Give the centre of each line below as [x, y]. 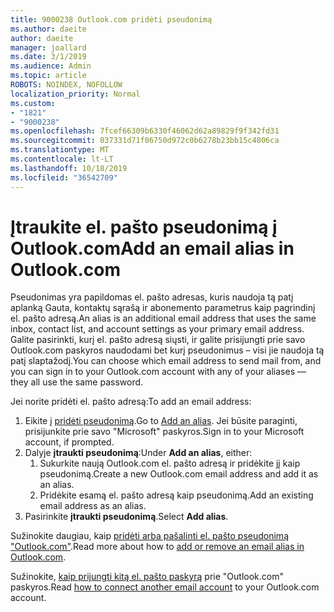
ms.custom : [33, 103]
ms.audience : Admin [51, 66]
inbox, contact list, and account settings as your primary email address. [157, 329]
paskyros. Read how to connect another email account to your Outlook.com [165, 587]
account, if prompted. [69, 442]
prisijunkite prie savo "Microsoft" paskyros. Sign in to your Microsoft [164, 432]
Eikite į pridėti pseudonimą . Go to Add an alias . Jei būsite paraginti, [161, 421]
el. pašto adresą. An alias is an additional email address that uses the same [163, 318]
